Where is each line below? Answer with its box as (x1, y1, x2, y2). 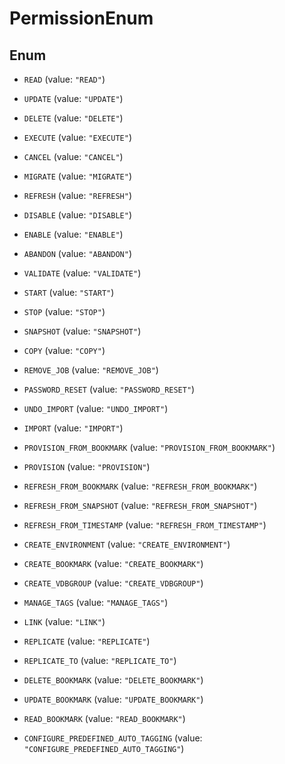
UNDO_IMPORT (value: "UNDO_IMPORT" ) (23, 403, 169, 414)
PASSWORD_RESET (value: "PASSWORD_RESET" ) (23, 383, 196, 395)
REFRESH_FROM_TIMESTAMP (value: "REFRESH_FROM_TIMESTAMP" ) (23, 519, 267, 531)
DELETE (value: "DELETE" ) (23, 112, 124, 124)
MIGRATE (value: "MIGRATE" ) (23, 170, 132, 182)
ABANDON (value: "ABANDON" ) (23, 248, 132, 259)
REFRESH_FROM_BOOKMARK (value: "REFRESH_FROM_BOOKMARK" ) (23, 480, 258, 492)
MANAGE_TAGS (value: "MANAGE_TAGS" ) (23, 597, 169, 608)
